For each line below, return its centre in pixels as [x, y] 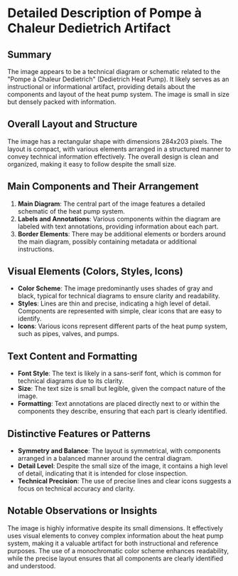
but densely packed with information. [62, 102]
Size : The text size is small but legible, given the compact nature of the [121, 389]
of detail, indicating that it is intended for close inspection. [103, 473]
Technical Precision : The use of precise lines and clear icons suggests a [124, 481]
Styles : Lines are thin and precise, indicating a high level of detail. [114, 303]
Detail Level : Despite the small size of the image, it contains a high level [123, 466]
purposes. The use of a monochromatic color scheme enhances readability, [118, 550]
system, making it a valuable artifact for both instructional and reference [113, 543]
